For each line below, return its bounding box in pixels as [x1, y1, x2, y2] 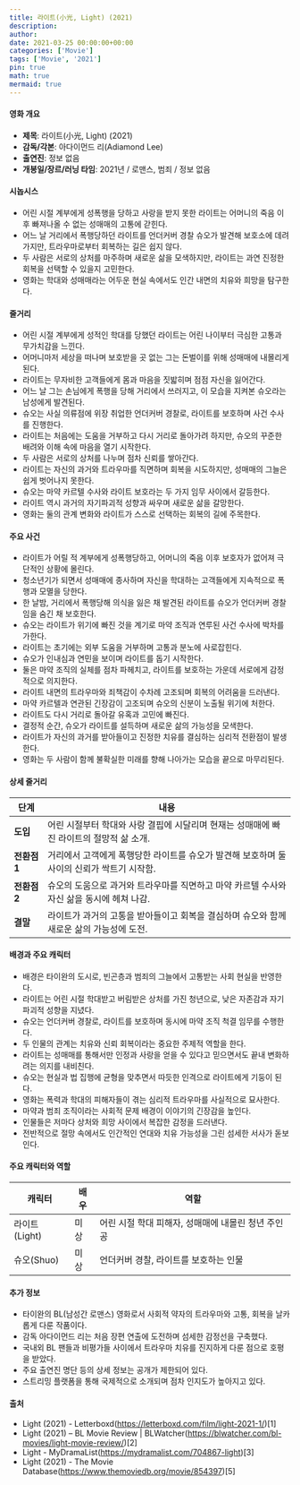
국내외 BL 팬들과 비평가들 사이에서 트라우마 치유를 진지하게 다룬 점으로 [21, 1343, 268, 1353]
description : [9, 21, 58, 30]
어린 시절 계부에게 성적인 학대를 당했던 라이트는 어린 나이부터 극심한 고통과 [21, 330, 283, 340]
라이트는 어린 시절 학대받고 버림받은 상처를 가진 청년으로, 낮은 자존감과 [21, 993, 268, 1004]
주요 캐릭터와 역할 [9, 1161, 71, 1172]
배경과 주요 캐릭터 [9, 949, 71, 960]
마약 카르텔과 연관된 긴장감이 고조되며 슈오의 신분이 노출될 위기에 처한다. [21, 698, 275, 708]
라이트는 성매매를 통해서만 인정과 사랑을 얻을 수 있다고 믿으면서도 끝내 [21, 1049, 266, 1060]
